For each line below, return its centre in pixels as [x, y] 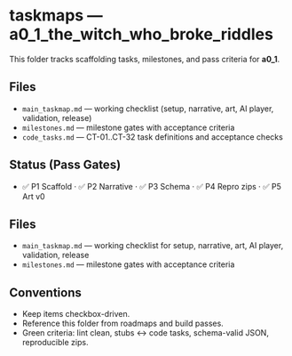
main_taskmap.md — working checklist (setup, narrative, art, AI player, [148, 109]
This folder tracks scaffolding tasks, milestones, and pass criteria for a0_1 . [145, 59]
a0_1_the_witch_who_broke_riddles [141, 34]
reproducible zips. [55, 343]
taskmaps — [56, 16]
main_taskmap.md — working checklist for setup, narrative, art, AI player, [153, 246]
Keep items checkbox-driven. [76, 314]
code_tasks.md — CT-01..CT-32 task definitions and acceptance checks [153, 137]
